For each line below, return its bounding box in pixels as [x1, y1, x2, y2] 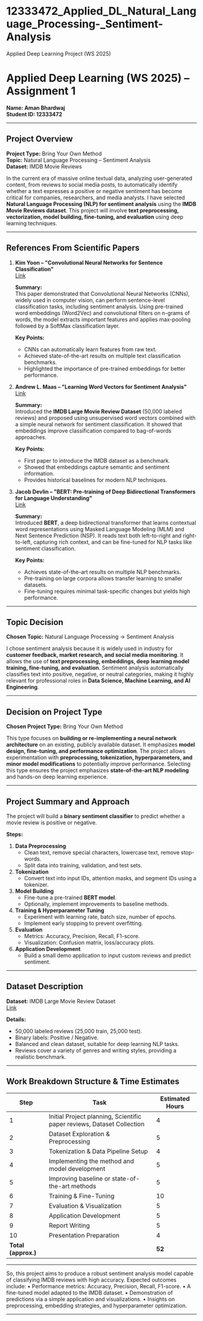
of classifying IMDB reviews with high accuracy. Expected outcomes [6, 1276, 177, 1283]
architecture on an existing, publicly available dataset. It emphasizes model [6, 741, 195, 749]
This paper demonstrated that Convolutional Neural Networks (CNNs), [14, 290, 190, 297]
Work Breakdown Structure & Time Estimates [6, 1076, 180, 1087]
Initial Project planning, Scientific [48, 1112, 142, 1121]
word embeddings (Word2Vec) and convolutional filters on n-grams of [14, 309, 190, 316]
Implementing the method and [48, 1157, 134, 1165]
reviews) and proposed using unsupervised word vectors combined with [14, 414, 196, 422]
